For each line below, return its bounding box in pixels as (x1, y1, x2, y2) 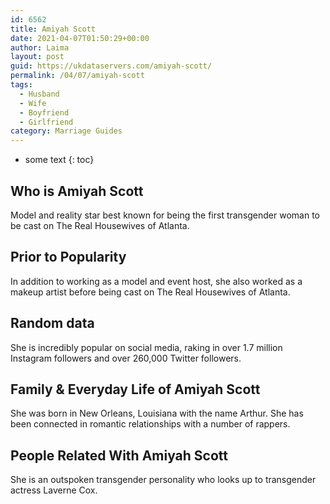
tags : (10, 80, 33, 90)
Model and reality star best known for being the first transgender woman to (10, 209, 321, 221)
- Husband (19, 89, 60, 99)
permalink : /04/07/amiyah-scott (10, 71, 145, 81)
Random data (10, 315, 95, 332)
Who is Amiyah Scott (10, 182, 144, 200)
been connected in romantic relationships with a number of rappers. (10, 418, 291, 430)
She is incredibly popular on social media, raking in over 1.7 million (10, 341, 283, 353)
